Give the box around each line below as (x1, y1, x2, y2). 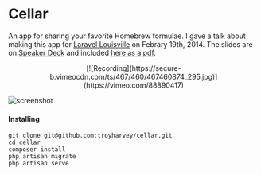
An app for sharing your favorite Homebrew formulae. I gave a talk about (8, 31, 247, 41)
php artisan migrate (8, 153, 77, 161)
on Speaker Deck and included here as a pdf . (8, 48, 157, 57)
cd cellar (8, 138, 41, 147)
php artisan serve (8, 160, 69, 168)
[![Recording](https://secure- (86, 63, 181, 72)
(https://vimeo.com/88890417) (83, 80, 185, 90)
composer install (8, 146, 66, 154)
